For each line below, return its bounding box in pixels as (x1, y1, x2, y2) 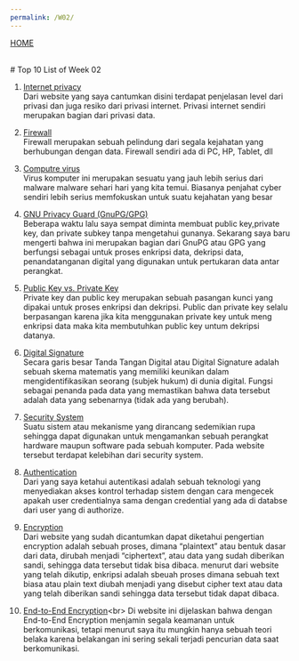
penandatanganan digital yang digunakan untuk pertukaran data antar (22, 255, 279, 267)
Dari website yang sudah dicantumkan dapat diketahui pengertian (22, 531, 265, 542)
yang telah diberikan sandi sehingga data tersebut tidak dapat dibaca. (22, 588, 279, 599)
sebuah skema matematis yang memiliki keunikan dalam (22, 366, 230, 376)
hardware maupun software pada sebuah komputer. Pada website (22, 439, 265, 450)
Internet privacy (22, 81, 82, 92)
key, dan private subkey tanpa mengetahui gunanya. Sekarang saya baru (22, 228, 291, 238)
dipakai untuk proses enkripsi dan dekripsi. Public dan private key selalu (22, 302, 288, 312)
